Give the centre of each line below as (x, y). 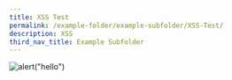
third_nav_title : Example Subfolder (77, 42)
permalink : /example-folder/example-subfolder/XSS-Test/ (116, 25)
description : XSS (41, 33)
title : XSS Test (39, 17)
